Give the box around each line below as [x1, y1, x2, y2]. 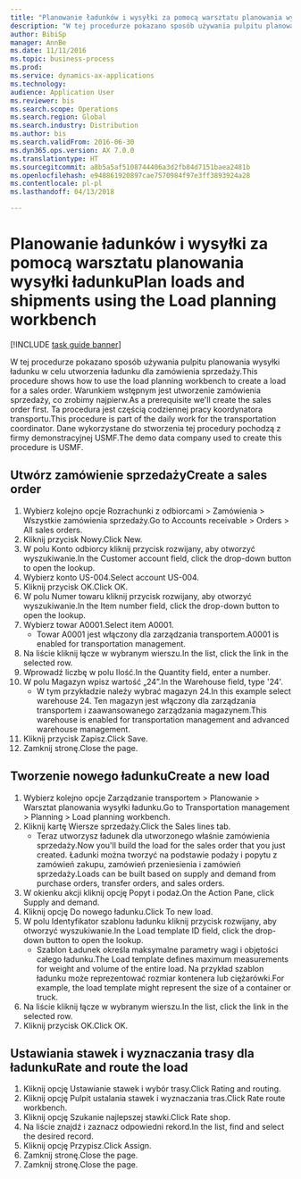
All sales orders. [22, 524, 83, 535]
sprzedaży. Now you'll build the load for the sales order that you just [36, 840, 286, 850]
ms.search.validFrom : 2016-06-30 [10, 138, 135, 146]
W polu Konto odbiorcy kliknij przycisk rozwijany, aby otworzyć [22, 543, 255, 554]
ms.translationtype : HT [10, 154, 99, 163]
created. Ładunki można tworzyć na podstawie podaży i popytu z [36, 849, 278, 860]
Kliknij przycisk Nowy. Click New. [22, 533, 143, 545]
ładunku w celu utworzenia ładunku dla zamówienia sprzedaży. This [10, 365, 258, 376]
